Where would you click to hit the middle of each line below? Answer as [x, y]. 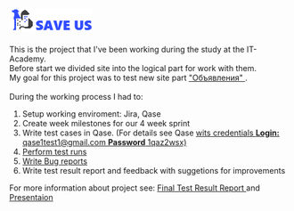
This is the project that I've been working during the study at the [127, 49]
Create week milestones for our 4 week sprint [106, 123]
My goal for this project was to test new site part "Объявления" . [128, 77]
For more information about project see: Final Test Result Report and [135, 188]
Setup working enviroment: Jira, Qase [92, 114]
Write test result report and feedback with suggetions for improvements [154, 170]
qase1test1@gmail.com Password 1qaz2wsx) [104, 142]
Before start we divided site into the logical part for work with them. [133, 68]
